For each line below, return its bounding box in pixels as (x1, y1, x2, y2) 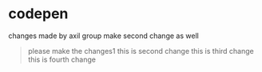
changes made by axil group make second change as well (8, 31, 200, 40)
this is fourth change (27, 55, 96, 64)
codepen (8, 5, 69, 23)
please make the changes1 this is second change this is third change (27, 46, 254, 55)
